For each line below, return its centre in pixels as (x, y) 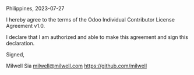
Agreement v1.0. (26, 26)
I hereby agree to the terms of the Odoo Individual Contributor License (90, 19)
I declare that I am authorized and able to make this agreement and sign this (97, 37)
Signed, (15, 54)
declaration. (20, 43)
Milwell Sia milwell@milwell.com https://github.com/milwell (77, 66)
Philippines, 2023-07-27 (35, 8)
